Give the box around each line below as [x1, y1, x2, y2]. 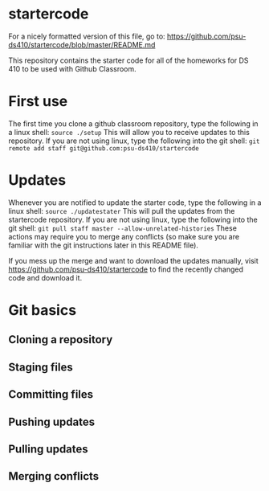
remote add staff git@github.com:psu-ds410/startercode [8, 144, 199, 153]
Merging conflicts [8, 469, 100, 483]
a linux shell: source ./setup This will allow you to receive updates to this [8, 127, 251, 137]
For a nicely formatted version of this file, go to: [8, 31, 166, 41]
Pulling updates [8, 442, 88, 456]
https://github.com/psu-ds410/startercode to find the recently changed [8, 264, 243, 274]
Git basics [8, 301, 77, 319]
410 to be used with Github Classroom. [8, 63, 137, 73]
